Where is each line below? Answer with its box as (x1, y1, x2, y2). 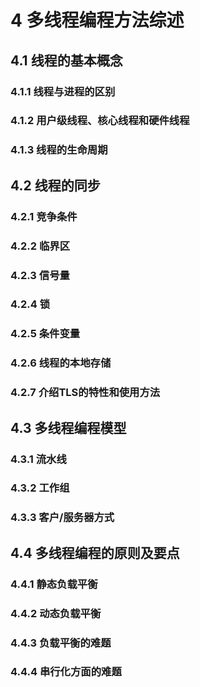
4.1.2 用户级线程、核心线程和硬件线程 (10, 114, 190, 128)
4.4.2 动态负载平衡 (10, 606, 102, 620)
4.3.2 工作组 (10, 481, 70, 495)
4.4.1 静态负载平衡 (10, 577, 98, 591)
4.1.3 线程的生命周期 (10, 143, 108, 157)
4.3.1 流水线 (10, 452, 67, 466)
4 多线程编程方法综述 (10, 9, 185, 32)
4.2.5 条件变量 (10, 327, 81, 341)
